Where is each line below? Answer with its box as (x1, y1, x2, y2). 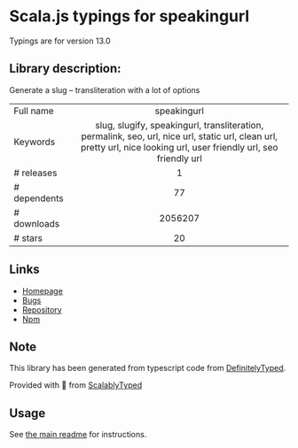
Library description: (9, 61, 122, 76)
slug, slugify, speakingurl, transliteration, (94, 119, 264, 131)
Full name (13, 104, 55, 117)
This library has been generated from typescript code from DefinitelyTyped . (9, 363, 286, 374)
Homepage (21, 285, 64, 296)
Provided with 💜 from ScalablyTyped (9, 380, 143, 390)
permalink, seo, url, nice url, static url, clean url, (81, 130, 278, 143)
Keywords (13, 135, 56, 148)
